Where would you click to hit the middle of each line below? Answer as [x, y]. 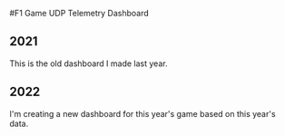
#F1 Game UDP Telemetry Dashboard [79, 13]
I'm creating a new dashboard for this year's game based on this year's [142, 113]
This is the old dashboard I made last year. [88, 63]
